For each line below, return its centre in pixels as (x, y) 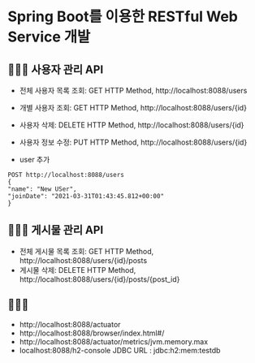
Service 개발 (49, 37)
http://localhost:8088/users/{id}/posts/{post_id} (99, 279)
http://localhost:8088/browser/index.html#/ (92, 333)
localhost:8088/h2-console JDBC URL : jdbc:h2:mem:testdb (120, 350)
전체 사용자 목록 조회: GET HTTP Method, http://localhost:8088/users (133, 91)
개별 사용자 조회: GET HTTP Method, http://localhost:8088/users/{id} (133, 108)
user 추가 (35, 160)
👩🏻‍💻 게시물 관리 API (56, 230)
